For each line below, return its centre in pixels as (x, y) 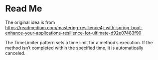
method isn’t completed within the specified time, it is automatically (74, 48)
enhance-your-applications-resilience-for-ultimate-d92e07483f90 (73, 33)
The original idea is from (30, 22)
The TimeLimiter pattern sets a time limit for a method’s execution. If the (79, 42)
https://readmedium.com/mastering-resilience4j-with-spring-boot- (74, 27)
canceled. (15, 53)
